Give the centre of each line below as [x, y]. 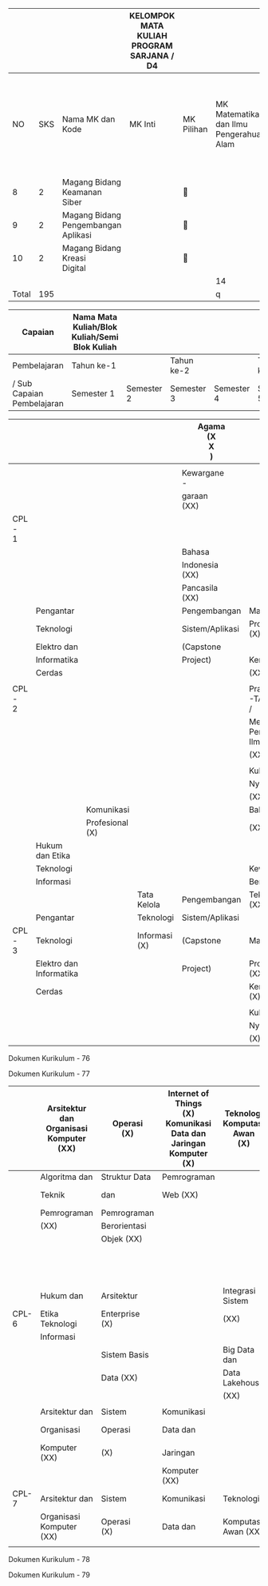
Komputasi [243, 1522]
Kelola [149, 905]
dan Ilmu [231, 124]
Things [189, 1104]
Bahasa [195, 552]
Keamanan [82, 192]
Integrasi [239, 1291]
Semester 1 [93, 393]
